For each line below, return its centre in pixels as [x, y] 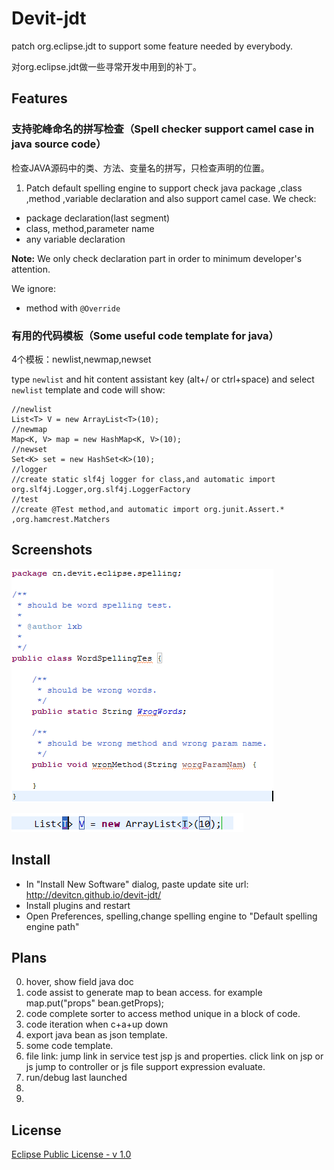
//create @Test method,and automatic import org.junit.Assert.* [148, 509]
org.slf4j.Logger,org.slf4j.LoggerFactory [101, 489]
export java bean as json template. [96, 1035]
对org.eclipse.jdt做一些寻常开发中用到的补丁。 [106, 66]
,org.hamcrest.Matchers [61, 519]
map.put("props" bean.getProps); [95, 1003]
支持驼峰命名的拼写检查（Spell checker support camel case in [163, 129]
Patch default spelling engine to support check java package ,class [164, 188]
